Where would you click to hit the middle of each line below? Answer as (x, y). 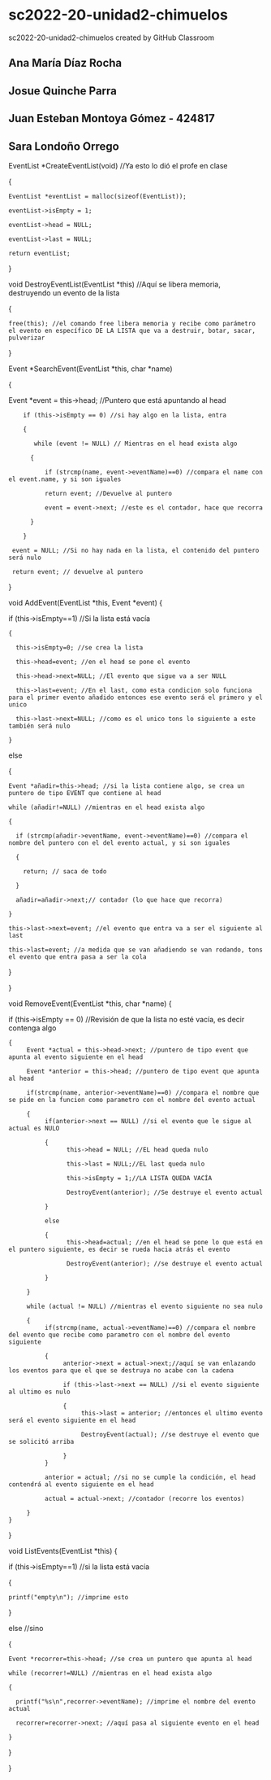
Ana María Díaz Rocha (65, 63)
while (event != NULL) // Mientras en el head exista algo (135, 444)
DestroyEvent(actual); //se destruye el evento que (170, 1434)
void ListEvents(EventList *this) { (63, 1550)
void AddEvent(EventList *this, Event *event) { (86, 602)
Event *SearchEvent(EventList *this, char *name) (90, 369)
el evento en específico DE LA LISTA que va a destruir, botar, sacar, (132, 330)
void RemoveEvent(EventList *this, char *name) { (90, 1004)
